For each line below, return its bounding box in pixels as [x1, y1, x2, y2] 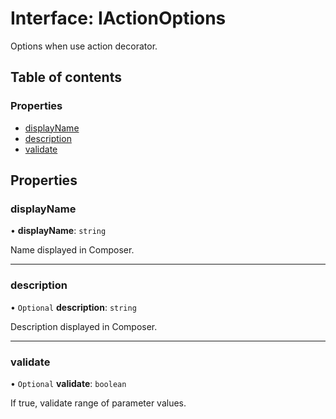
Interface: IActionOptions [10, 7, 227, 30]
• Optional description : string [10, 301, 137, 313]
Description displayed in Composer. [10, 320, 158, 332]
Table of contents [10, 69, 122, 86]
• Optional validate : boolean [10, 377, 127, 389]
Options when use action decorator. [10, 40, 158, 52]
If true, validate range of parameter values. [10, 397, 187, 409]
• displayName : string [10, 225, 107, 237]
